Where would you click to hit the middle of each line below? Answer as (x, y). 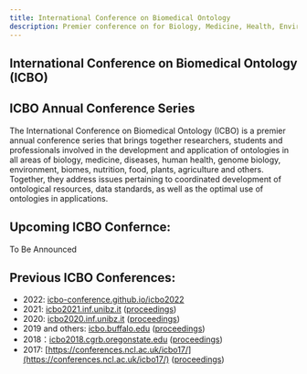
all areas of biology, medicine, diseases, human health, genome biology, (145, 160)
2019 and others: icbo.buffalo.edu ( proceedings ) (114, 328)
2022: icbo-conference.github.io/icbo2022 (103, 300)
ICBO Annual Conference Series (102, 109)
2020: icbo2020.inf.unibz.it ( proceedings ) (101, 319)
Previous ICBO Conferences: (93, 278)
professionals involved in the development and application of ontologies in (149, 150)
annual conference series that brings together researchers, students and (146, 140)
